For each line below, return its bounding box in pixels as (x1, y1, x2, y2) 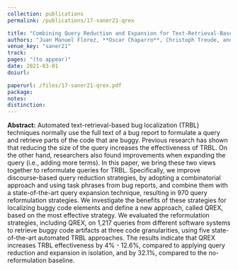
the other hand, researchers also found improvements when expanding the (7, 151, 226, 160)
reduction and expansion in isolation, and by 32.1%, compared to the (7, 249, 208, 257)
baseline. (48, 256, 75, 265)
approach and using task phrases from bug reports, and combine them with (7, 181, 228, 189)
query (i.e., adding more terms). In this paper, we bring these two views (7, 158, 216, 167)
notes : (7, 95, 27, 102)
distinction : (7, 102, 46, 109)
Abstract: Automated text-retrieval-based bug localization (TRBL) (7, 121, 200, 129)
